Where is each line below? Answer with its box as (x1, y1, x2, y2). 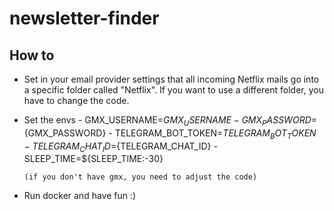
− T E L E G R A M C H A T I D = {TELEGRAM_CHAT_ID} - (23, 140, 218, 154)
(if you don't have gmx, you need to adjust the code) (23, 172, 258, 182)
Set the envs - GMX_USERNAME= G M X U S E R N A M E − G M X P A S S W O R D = (23, 114, 318, 128)
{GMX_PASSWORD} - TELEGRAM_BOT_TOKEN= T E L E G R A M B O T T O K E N (23, 127, 317, 141)
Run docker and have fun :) (23, 190, 137, 202)
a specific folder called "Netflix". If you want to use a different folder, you (23, 84, 324, 96)
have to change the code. (23, 95, 130, 106)
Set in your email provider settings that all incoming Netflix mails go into (23, 73, 320, 85)
